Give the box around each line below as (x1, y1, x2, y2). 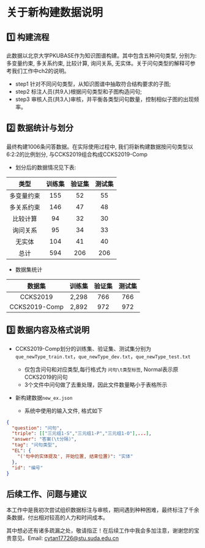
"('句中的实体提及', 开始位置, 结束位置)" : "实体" (17, 453, 133, 459)
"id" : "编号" (12, 465, 43, 471)
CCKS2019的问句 (24, 373, 69, 380)
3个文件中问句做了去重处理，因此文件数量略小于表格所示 (24, 381, 168, 388)
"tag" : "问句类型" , (12, 442, 58, 448)
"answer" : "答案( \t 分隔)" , (12, 436, 77, 443)
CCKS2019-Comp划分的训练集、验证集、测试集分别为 (15, 345, 152, 352)
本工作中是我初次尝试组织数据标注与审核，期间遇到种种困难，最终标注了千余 (6, 506, 199, 514)
